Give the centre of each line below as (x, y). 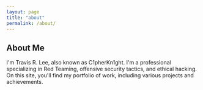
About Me (25, 48)
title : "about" (26, 18)
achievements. (25, 82)
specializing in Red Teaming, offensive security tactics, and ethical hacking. (102, 69)
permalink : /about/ (31, 23)
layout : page (23, 12)
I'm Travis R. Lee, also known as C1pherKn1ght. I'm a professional (89, 63)
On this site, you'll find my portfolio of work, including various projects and (100, 75)
